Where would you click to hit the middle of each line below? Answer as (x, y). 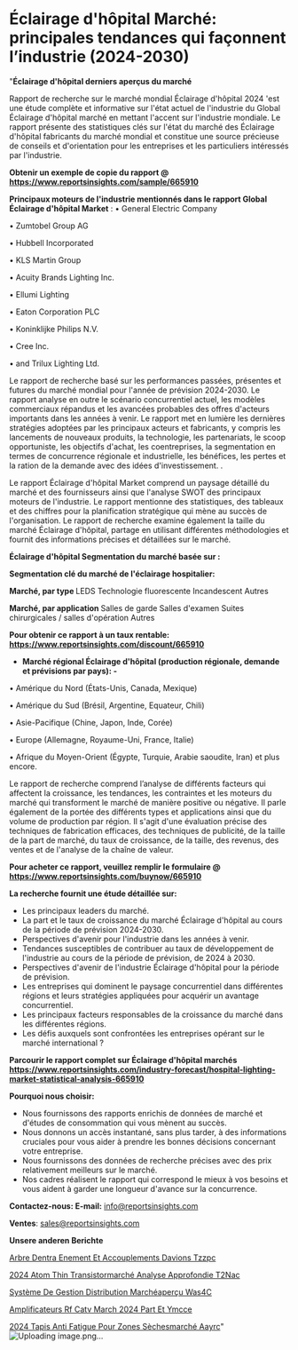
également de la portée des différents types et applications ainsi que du (141, 812)
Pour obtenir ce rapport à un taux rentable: (90, 634)
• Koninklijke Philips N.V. (54, 329)
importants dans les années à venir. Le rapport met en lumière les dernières (147, 418)
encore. (24, 766)
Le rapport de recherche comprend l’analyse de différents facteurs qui (137, 783)
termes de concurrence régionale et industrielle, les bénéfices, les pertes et (148, 456)
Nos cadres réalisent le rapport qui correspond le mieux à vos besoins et (155, 1179)
